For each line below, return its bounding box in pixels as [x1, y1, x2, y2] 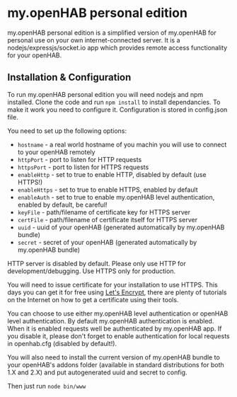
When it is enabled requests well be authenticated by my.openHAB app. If [7, 324, 222, 333]
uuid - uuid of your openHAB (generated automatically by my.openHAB [17, 223, 225, 231]
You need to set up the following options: [7, 126, 127, 135]
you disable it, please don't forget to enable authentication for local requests [7, 331, 230, 340]
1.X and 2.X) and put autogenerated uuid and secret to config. [7, 368, 187, 376]
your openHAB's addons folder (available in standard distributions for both [7, 360, 224, 369]
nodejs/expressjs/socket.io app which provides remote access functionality [7, 43, 228, 52]
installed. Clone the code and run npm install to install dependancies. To [7, 98, 221, 106]
